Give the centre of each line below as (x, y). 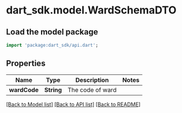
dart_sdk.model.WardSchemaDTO (91, 10)
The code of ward (92, 90)
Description (92, 80)
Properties (26, 64)
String (53, 90)
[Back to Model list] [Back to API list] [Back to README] (73, 104)
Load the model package (52, 32)
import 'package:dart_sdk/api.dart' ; (52, 45)
